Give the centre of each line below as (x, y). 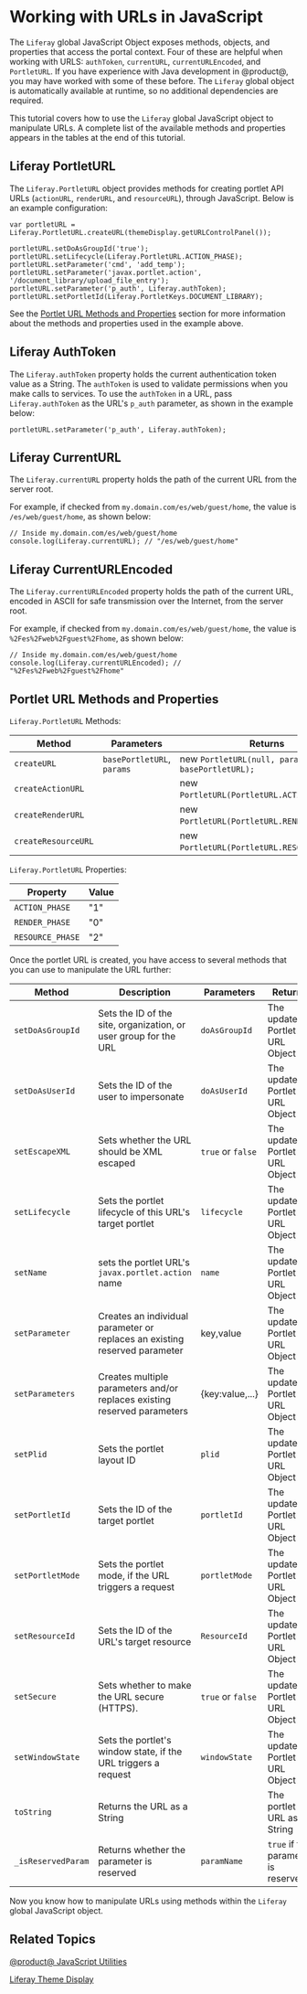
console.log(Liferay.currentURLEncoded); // (95, 663)
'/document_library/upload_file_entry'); (90, 281)
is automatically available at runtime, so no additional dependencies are (144, 91)
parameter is (125, 1861)
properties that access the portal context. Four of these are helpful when (146, 51)
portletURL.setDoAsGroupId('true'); (79, 249)
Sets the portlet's (134, 1740)
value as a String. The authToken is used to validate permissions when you (149, 384)
